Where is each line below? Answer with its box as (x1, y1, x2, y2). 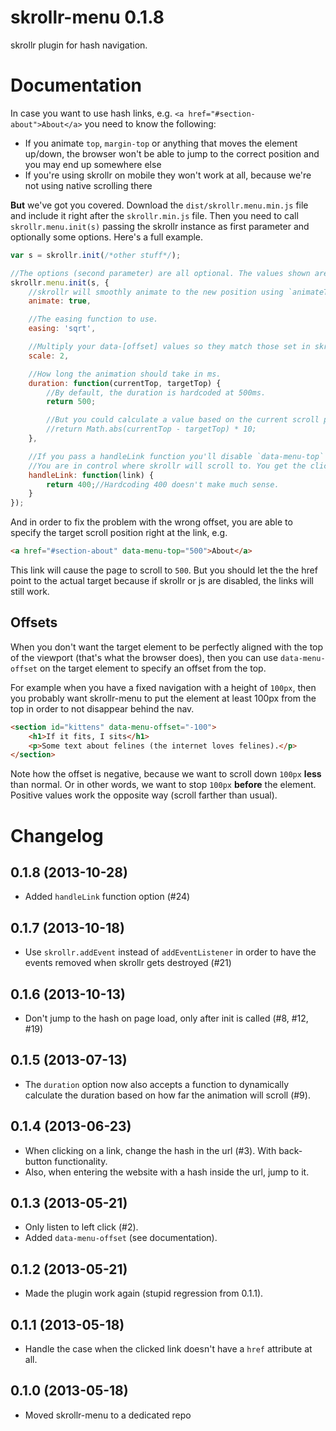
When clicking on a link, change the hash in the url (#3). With (24, 1144, 277, 1156)
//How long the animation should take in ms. (28, 369, 222, 379)
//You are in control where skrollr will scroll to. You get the (28, 461, 307, 471)
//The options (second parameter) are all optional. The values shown (10, 268, 311, 278)
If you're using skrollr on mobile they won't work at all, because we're (24, 169, 312, 181)
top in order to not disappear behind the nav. (10, 702, 195, 715)
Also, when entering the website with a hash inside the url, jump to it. (24, 1166, 310, 1178)
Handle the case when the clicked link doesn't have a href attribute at (24, 1343, 313, 1355)
